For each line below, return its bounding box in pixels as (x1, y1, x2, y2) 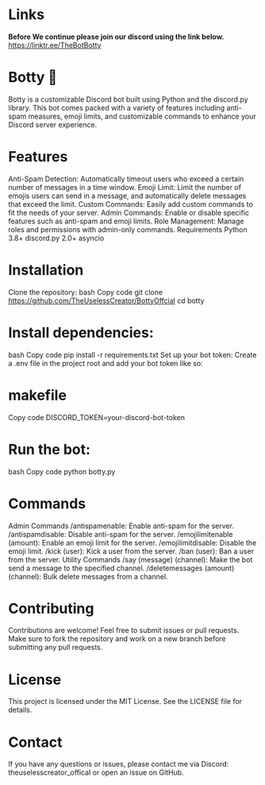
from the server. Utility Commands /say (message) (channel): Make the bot (8, 554, 253, 564)
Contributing (8, 599, 94, 617)
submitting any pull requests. (8, 643, 103, 652)
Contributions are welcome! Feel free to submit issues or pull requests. (8, 626, 240, 635)
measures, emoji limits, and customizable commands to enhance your (28, 111, 256, 121)
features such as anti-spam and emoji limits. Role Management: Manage (8, 216, 244, 226)
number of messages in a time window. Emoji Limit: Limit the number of (8, 182, 242, 192)
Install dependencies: (8, 324, 155, 341)
